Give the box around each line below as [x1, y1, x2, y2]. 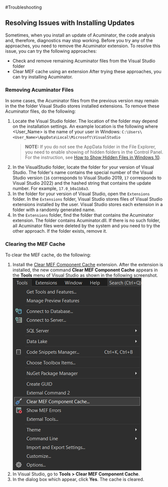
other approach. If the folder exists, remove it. [12, 228, 107, 234]
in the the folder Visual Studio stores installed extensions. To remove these [5, 103, 159, 109]
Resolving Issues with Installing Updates [5, 19, 135, 27]
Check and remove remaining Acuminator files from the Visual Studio [12, 58, 155, 64]
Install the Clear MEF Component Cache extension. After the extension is [12, 262, 163, 268]
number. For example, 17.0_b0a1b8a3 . [12, 186, 89, 192]
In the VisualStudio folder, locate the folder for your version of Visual [12, 164, 154, 170]
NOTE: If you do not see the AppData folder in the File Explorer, [25, 144, 156, 150]
